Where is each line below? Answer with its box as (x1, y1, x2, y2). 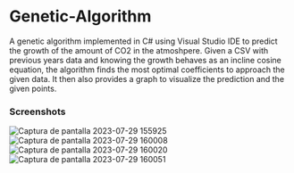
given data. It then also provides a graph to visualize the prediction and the (9, 73, 284, 84)
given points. (9, 83, 57, 94)
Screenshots (9, 105, 66, 118)
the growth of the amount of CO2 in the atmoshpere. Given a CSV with (9, 45, 269, 55)
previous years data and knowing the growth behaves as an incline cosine (9, 54, 281, 65)
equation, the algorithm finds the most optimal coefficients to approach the (9, 64, 285, 75)
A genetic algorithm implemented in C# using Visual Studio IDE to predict (9, 36, 279, 46)
